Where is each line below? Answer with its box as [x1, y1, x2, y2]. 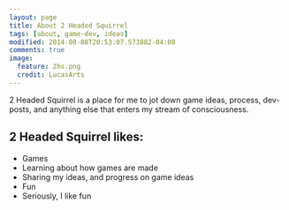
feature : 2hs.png [17, 63, 81, 71]
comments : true [9, 46, 65, 55]
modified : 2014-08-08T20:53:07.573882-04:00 [9, 37, 176, 47]
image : [9, 54, 34, 63]
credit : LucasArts [17, 71, 86, 79]
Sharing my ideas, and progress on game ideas [21, 171, 194, 182]
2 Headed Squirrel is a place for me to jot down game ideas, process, [9, 94, 262, 105]
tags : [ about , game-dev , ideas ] [9, 29, 128, 38]
